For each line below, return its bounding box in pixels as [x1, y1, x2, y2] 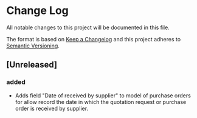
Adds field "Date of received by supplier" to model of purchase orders [15, 92, 192, 99]
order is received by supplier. [15, 105, 89, 112]
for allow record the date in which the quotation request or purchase [15, 98, 187, 105]
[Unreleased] [6, 60, 58, 70]
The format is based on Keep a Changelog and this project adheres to [6, 35, 181, 43]
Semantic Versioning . [6, 42, 60, 49]
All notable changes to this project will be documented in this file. [6, 24, 170, 31]
